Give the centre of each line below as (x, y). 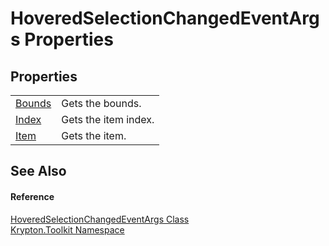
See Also (38, 171)
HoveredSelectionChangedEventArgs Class (100, 219)
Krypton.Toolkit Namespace (67, 229)
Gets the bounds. (101, 103)
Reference (32, 196)
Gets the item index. (108, 119)
